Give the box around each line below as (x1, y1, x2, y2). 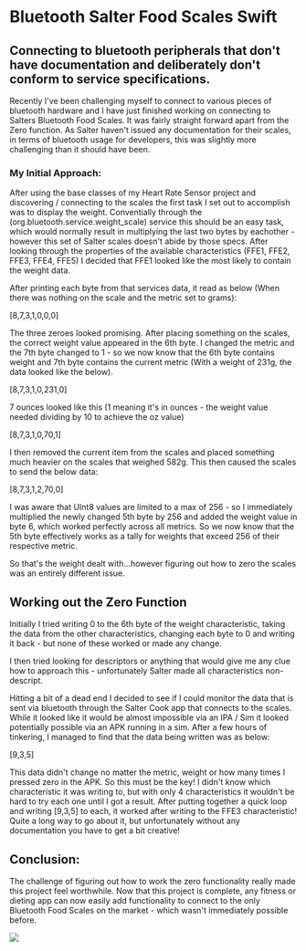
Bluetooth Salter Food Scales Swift (9, 6, 278, 27)
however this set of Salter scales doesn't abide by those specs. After (9, 235, 269, 247)
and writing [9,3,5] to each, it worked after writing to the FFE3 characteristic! (9, 806, 298, 817)
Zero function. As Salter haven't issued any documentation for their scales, (9, 125, 291, 135)
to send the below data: (9, 466, 99, 477)
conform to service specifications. (9, 71, 211, 87)
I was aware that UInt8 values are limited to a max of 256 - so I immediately (9, 502, 293, 513)
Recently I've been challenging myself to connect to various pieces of (9, 96, 272, 106)
